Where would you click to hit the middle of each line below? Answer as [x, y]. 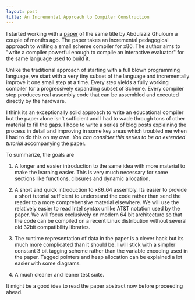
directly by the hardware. [36, 101]
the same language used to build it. [48, 58]
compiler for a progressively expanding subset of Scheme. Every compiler [95, 88]
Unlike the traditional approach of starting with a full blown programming [93, 70]
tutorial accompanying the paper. [46, 143]
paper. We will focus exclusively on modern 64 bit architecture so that [98, 215]
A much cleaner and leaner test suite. [59, 274]
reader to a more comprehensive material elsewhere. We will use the [97, 202]
